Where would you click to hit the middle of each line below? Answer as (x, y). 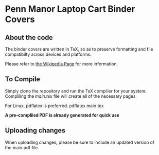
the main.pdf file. (22, 147)
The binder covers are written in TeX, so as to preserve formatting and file (79, 49)
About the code (29, 37)
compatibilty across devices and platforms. (48, 54)
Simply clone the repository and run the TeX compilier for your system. (76, 91)
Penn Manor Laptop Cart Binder (70, 9)
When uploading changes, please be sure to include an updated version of (80, 142)
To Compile (23, 79)
